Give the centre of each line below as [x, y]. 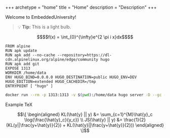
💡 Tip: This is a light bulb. [44, 27]
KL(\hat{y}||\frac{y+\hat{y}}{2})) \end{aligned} [115, 125]
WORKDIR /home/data [26, 73]
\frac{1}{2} [135, 120]
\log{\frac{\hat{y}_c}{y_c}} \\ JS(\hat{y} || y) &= [73, 120]
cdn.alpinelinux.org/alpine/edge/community [52, 60]
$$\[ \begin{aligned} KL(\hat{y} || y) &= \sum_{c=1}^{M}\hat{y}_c [85, 114]
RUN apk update [21, 51]
